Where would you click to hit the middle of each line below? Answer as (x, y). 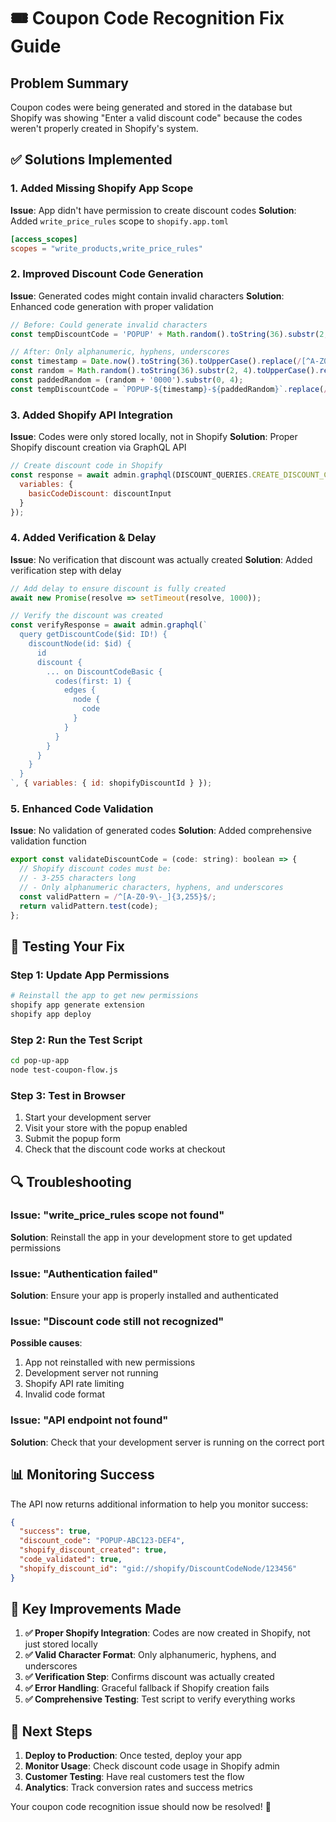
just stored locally (61, 1644)
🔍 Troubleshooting (71, 1181)
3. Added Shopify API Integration (91, 415)
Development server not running (91, 1373)
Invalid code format (64, 1394)
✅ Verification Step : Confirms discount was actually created (149, 1677)
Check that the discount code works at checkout (125, 1149)
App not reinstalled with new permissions (110, 1362)
